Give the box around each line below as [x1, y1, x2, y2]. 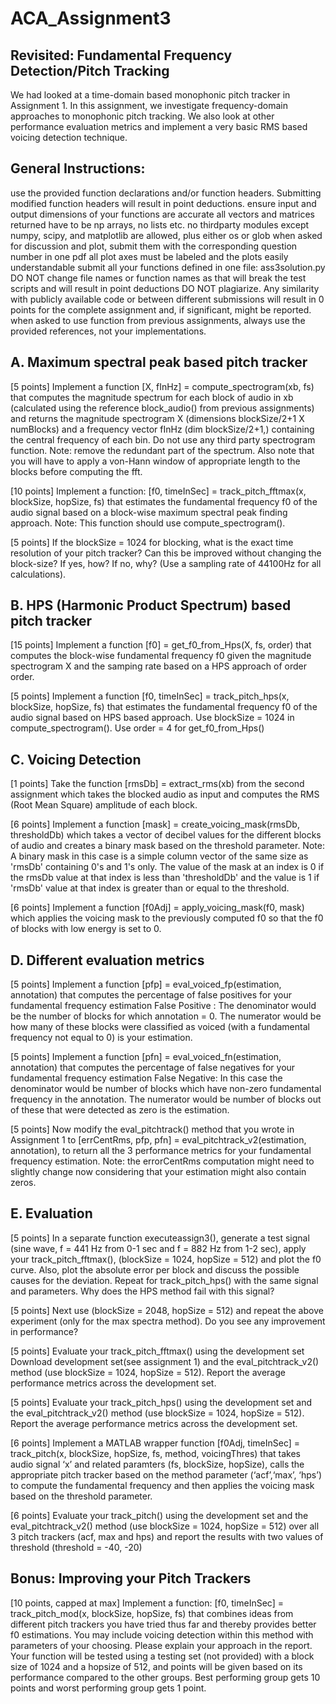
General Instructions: [10, 160, 146, 177]
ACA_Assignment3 [10, 7, 172, 30]
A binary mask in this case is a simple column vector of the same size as [10, 850, 309, 862]
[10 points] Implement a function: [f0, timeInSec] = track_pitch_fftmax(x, [10, 485, 307, 497]
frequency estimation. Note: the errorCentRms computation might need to [10, 1155, 315, 1167]
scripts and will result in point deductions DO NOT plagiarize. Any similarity [10, 282, 320, 294]
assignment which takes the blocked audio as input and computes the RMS [10, 788, 320, 801]
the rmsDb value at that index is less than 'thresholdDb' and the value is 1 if [10, 872, 320, 884]
